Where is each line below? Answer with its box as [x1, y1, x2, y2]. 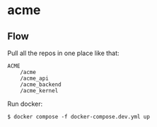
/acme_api [20, 75, 50, 82]
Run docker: [7, 99, 43, 108]
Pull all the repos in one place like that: [7, 49, 120, 57]
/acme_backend [20, 81, 62, 88]
